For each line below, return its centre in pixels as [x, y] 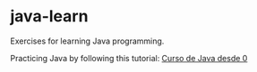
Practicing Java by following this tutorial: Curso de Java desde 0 [129, 58]
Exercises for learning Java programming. [87, 41]
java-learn [49, 16]
